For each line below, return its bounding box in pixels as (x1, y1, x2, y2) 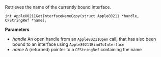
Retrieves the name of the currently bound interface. (5, 4, 111, 10)
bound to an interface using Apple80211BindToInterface (12, 41, 125, 47)
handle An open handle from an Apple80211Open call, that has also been (12, 36, 156, 42)
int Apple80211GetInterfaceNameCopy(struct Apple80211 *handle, (5, 14, 139, 19)
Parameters (5, 27, 29, 32)
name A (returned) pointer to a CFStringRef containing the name (12, 47, 142, 52)
